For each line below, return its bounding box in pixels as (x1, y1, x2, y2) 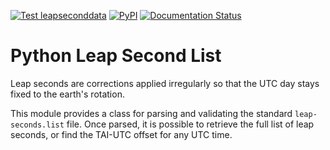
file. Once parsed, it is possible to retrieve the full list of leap (66, 118, 315, 130)
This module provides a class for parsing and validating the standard (10, 107, 293, 119)
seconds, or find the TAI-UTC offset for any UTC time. (10, 128, 233, 140)
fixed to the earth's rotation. (10, 88, 125, 100)
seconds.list (10, 120, 65, 130)
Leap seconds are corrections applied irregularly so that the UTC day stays (10, 77, 320, 89)
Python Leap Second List (10, 45, 222, 67)
